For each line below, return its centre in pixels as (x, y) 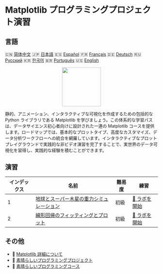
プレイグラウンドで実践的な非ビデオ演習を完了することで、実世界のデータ (79, 144)
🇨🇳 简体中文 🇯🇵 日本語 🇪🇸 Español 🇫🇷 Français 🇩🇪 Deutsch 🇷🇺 (73, 54)
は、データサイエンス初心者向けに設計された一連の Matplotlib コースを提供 (80, 126)
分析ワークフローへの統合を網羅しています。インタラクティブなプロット (85, 138)
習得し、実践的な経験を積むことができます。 (62, 150)
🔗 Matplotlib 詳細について (37, 254)
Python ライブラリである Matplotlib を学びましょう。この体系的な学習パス (79, 120)
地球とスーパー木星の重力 (65, 199)
